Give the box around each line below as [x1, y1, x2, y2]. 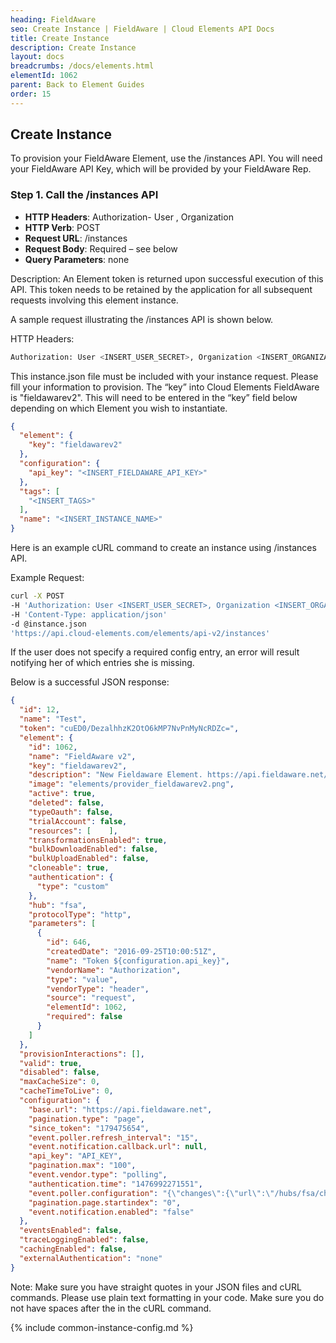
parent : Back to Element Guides [10, 80, 145, 90]
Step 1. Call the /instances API [10, 188, 159, 202]
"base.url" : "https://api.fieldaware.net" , [28, 1104, 213, 1115]
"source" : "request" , [46, 993, 137, 1003]
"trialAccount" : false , [28, 816, 128, 826]
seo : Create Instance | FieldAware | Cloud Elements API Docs [10, 24, 275, 34]
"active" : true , [28, 789, 97, 799]
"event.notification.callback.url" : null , [28, 1142, 208, 1152]
